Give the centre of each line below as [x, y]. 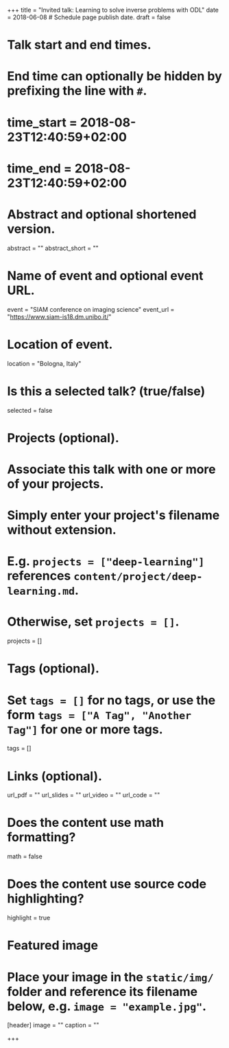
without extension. [62, 530]
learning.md [41, 592]
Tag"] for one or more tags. [85, 729]
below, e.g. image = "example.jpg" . [107, 1006]
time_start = [42, 122]
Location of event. [60, 344]
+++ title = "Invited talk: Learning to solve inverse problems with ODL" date [113, 10]
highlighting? [46, 899]
